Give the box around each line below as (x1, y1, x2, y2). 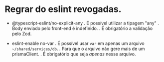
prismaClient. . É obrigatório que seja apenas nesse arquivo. (11, 51, 136, 57)
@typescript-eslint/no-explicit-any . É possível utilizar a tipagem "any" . (11, 20, 159, 26)
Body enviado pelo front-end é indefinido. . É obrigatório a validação (11, 25, 153, 31)
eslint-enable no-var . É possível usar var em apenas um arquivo (11, 40, 145, 46)
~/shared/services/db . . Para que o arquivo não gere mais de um (11, 45, 145, 51)
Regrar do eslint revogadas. (4, 3, 122, 15)
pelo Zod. (11, 30, 32, 36)
